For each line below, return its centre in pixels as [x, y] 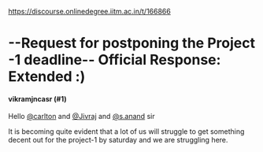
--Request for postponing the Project [132, 43]
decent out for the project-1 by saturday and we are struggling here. [118, 140]
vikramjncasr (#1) [37, 98]
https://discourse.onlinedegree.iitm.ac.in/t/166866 [89, 11]
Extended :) [47, 77]
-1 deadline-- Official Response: [115, 60]
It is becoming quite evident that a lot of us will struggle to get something [126, 132]
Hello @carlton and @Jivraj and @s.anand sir [81, 117]
